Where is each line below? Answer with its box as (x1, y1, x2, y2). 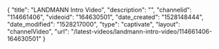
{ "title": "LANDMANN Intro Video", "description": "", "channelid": (7, 6, 192, 14)
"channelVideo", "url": (7, 27, 70, 35)
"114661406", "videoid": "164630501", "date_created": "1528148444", (7, 13, 204, 21)
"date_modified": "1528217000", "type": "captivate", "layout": (7, 20, 180, 28)
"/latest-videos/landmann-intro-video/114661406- (71, 27, 212, 35)
